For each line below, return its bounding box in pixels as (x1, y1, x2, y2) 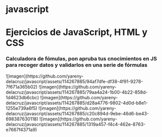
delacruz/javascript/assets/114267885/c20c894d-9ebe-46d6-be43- (6, 110, 149, 116)
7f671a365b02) (6, 84, 37, 90)
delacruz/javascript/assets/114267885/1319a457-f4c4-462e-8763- (6, 121, 146, 127)
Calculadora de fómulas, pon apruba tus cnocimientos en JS (6, 55, 157, 62)
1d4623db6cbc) (6, 94, 39, 100)
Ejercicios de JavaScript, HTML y (6, 27, 148, 38)
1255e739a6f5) (6, 105, 37, 111)
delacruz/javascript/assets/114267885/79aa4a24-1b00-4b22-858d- (6, 89, 148, 95)
